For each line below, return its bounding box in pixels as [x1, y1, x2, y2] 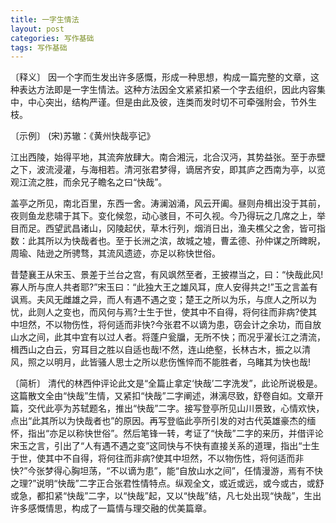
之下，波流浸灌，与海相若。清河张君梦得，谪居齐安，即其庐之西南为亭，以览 [10, 164, 326, 176]
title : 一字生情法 [10, 14, 80, 25]
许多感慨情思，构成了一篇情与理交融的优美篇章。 [10, 502, 212, 515]
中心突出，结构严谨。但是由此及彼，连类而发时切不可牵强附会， [27, 96, 291, 108]
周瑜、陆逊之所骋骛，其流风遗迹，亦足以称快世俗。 [10, 247, 221, 260]
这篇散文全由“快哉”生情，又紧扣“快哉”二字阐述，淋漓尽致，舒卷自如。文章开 [10, 390, 324, 402]
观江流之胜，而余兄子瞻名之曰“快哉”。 [10, 176, 168, 188]
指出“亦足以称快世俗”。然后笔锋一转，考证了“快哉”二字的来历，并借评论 [27, 427, 324, 440]
